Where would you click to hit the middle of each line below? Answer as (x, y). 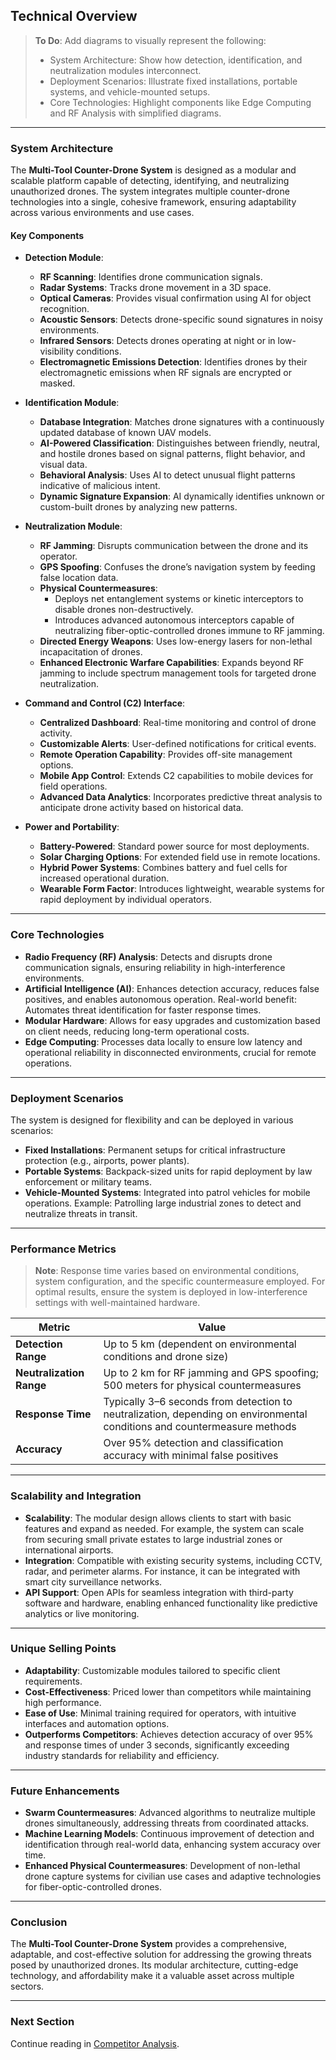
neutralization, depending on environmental (205, 1414)
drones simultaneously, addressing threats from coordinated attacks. (167, 1823)
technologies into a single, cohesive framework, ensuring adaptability (153, 202)
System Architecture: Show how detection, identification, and (176, 60)
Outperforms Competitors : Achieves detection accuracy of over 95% (169, 1734)
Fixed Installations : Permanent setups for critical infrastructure (155, 1150)
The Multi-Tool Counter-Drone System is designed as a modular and (153, 170)
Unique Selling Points (63, 1649)
